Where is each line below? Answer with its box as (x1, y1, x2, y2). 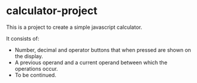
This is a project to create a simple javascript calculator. (6, 24, 142, 31)
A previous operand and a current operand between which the (14, 59, 168, 66)
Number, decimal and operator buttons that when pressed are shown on (14, 46, 192, 54)
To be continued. (14, 71, 56, 78)
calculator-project (6, 4, 98, 18)
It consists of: (6, 35, 40, 42)
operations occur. (14, 65, 58, 72)
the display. (14, 52, 43, 59)
